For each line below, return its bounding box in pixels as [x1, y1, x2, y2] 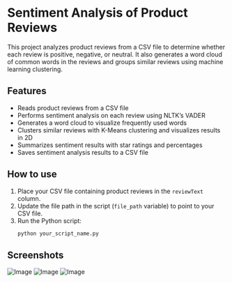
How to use [7, 169, 57, 181]
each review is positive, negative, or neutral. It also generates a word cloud [7, 50, 223, 59]
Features [7, 85, 47, 97]
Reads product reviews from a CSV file [17, 103, 129, 112]
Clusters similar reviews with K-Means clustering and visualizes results [17, 125, 221, 134]
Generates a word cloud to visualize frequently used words [17, 118, 187, 127]
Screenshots [7, 249, 64, 261]
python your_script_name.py [17, 230, 99, 237]
